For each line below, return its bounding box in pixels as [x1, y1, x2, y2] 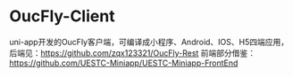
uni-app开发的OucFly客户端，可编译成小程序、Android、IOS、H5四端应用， [9, 36, 289, 47]
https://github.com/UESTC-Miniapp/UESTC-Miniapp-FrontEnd [9, 58, 239, 68]
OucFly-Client [9, 6, 115, 27]
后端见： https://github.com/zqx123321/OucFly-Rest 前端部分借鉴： [9, 47, 256, 58]
